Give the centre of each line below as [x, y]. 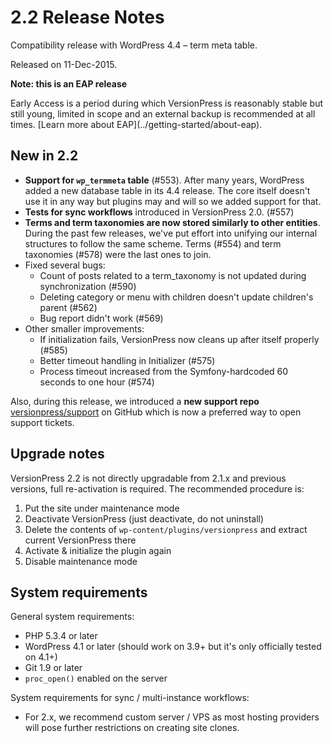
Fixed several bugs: [65, 265]
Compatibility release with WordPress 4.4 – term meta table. [134, 45]
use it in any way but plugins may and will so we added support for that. [173, 201]
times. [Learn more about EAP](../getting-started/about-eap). [136, 124]
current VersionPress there [80, 540]
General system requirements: [72, 617]
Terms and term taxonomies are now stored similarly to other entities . [172, 222]
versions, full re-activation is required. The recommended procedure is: [157, 488]
